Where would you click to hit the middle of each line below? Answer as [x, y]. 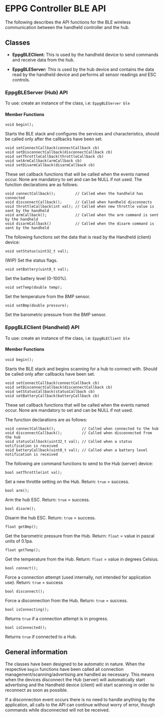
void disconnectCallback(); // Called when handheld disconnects [79, 202]
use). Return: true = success [34, 582]
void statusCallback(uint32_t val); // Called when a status [69, 441]
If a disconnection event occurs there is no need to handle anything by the [80, 699]
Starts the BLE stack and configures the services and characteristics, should [82, 134]
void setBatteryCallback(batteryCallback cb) [52, 396]
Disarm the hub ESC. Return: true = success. [51, 517]
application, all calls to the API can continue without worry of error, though [80, 705]
